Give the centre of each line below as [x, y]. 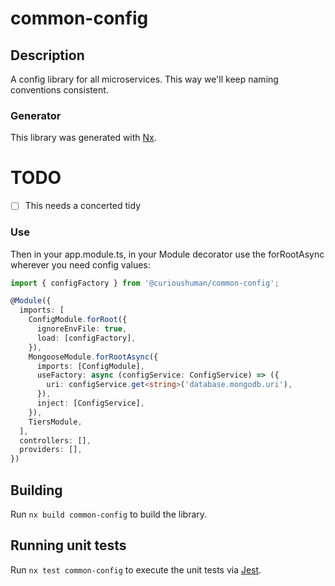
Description [47, 55]
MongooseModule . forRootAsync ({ [93, 357]
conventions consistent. [59, 90]
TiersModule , [55, 422]
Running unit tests [68, 545]
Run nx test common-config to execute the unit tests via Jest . [136, 569]
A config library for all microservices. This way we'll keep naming [144, 79]
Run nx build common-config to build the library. [109, 514]
